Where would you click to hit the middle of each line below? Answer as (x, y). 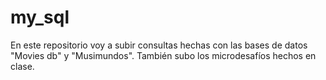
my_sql (40, 17)
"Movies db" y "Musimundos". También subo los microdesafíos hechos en (163, 55)
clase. (22, 66)
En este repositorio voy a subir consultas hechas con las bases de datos (159, 45)
